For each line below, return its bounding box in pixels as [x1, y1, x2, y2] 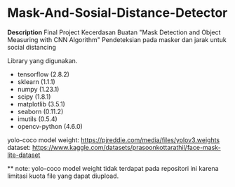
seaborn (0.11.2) [17, 107, 64, 116]
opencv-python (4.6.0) [17, 122, 83, 130]
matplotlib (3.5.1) [17, 99, 65, 108]
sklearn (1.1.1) [17, 77, 56, 85]
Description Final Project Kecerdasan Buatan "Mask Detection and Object [7, 28, 221, 36]
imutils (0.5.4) [17, 114, 58, 123]
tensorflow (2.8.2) [17, 70, 70, 78]
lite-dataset [7, 151, 41, 159]
